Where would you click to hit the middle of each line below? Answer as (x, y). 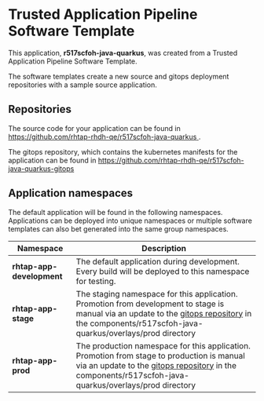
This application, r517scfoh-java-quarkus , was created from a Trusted (123, 53)
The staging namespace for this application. (157, 293)
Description (164, 248)
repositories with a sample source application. (82, 85)
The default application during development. (158, 261)
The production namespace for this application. (163, 345)
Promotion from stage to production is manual (160, 355)
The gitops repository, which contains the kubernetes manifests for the (123, 151)
